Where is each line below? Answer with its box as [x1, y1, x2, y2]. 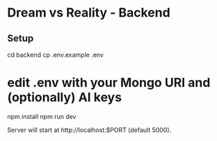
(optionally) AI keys [7, 90, 122, 105]
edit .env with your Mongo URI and [7, 75, 211, 91]
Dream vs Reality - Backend [7, 5, 170, 21]
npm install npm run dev [7, 112, 77, 120]
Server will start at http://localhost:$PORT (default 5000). [7, 126, 172, 134]
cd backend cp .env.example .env [7, 50, 104, 59]
